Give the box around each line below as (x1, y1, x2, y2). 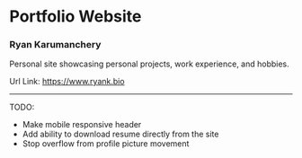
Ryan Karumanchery (9, 39, 102, 51)
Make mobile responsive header (22, 119, 142, 130)
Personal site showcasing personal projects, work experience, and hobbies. (9, 58, 289, 69)
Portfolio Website (9, 6, 142, 27)
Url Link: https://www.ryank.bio (9, 76, 125, 87)
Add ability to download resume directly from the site (22, 128, 219, 140)
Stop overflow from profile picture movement (22, 138, 190, 149)
